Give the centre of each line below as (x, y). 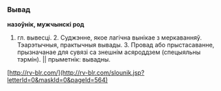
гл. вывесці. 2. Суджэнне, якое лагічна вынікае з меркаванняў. (109, 38)
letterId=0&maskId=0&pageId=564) (58, 80)
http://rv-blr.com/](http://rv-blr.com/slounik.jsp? (77, 73)
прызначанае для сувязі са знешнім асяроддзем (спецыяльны (109, 52)
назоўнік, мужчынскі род (46, 25)
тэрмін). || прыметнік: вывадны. (64, 60)
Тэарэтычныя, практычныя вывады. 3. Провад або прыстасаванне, (116, 45)
